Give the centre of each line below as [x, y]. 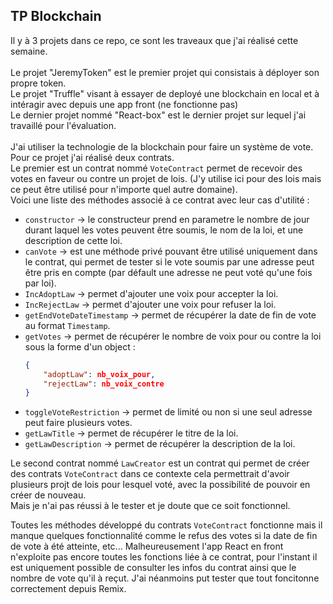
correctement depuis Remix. [68, 589]
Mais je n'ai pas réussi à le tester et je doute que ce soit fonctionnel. [150, 506]
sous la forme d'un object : [80, 346]
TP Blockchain [56, 16]
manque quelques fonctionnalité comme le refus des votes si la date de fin [164, 536]
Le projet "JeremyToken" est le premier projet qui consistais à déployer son [165, 72]
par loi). [40, 283]
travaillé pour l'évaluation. [63, 125]
